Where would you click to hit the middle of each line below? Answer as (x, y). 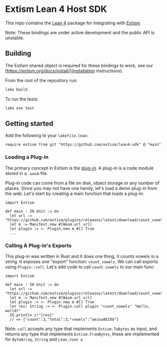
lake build (16, 89)
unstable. (15, 38)
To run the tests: (22, 99)
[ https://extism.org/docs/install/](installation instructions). (64, 71)
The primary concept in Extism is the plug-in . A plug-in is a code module (80, 168)
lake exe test (20, 108)
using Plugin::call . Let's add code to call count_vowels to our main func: (80, 266)
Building (18, 53)
